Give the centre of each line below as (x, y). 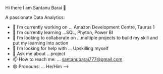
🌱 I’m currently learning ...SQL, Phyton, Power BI (63, 32)
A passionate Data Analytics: (35, 17)
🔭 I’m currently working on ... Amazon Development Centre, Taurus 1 (84, 27)
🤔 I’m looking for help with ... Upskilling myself (61, 48)
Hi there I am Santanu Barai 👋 (36, 8)
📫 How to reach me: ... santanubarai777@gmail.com (67, 59)
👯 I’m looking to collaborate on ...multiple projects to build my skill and (85, 38)
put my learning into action (40, 43)
